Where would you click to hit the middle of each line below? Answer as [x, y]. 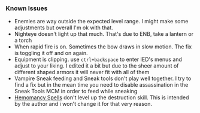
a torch [23, 41]
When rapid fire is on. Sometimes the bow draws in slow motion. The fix [103, 47]
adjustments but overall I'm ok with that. [63, 28]
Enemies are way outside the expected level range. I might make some [101, 22]
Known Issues [27, 8]
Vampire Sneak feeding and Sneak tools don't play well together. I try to [103, 78]
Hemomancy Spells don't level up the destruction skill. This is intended [101, 97]
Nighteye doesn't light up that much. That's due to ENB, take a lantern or [104, 34]
